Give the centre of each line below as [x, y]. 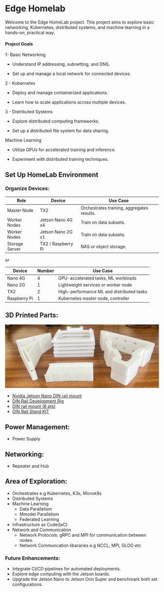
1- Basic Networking [25, 55]
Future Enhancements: [33, 558]
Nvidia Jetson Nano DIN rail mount [47, 396]
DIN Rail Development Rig [38, 401]
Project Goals [19, 44]
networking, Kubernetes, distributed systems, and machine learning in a [77, 27]
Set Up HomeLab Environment [52, 175]
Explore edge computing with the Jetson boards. [61, 574]
